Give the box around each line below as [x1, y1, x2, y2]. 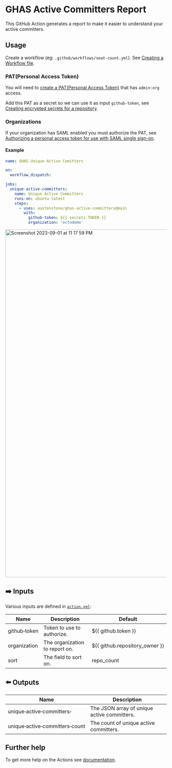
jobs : [5, 182, 17, 187]
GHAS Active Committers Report [5, 4, 147, 15]
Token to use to [43, 624, 81, 631]
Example [5, 147, 25, 153]
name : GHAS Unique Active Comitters [5, 158, 83, 164]
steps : [14, 201, 29, 206]
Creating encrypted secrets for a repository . [5, 105, 98, 111]
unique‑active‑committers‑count [8, 722, 85, 729]
